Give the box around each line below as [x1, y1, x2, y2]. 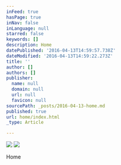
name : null [11, 81, 39, 87]
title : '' [6, 58, 31, 64]
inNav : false [6, 20, 39, 26]
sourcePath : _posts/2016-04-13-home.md [6, 102, 106, 109]
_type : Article [6, 120, 44, 126]
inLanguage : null [6, 25, 49, 32]
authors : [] [6, 70, 36, 76]
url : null [11, 92, 36, 98]
